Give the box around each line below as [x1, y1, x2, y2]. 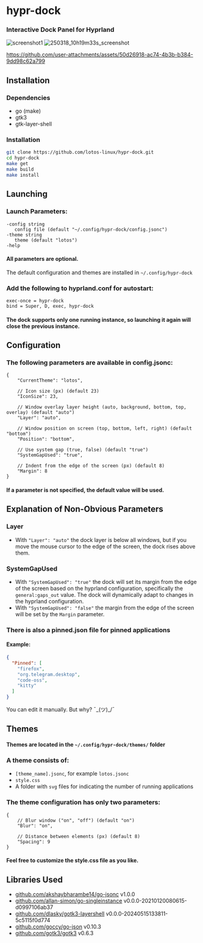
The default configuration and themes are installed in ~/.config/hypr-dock [6, 269, 193, 276]
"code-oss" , [17, 677, 48, 683]
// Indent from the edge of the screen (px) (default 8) [17, 463, 165, 469]
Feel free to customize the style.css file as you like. [6, 857, 139, 864]
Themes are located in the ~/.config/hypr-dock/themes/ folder [6, 741, 166, 748]
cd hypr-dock [6, 155, 40, 162]
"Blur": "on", [17, 822, 53, 829]
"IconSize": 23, [17, 394, 59, 400]
